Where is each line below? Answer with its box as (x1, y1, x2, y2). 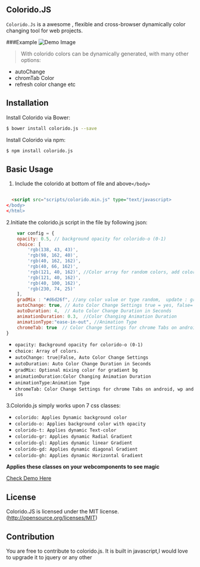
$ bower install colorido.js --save (6, 125, 97, 131)
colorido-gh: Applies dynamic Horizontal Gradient (14, 453, 143, 459)
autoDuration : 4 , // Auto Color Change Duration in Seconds (17, 308, 171, 314)
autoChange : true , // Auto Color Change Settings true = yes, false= (17, 303, 193, 309)
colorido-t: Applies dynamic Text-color (14, 427, 117, 433)
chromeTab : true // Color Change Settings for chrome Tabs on (17, 325, 177, 331)
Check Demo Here (6, 474, 52, 482)
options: (20, 56, 41, 63)
